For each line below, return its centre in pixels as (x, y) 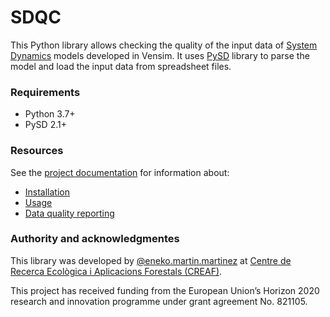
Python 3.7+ (50, 114)
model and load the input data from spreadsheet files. (121, 66)
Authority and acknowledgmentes (95, 239)
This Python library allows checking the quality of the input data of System (164, 45)
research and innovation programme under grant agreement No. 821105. (159, 301)
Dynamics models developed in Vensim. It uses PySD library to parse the (160, 55)
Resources (37, 151)
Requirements (45, 92)
